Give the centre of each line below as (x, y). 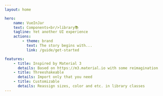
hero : (10, 18)
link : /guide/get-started (53, 50)
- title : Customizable (36, 82)
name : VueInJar (29, 23)
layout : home (18, 10)
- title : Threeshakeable (39, 73)
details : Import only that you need (55, 77)
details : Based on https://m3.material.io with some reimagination (88, 68)
